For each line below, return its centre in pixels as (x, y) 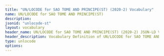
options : (14, 46)
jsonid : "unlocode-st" (28, 23)
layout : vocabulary (25, 28)
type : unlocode (20, 41)
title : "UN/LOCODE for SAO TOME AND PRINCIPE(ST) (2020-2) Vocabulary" (79, 9)
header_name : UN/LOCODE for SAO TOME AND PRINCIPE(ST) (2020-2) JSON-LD (81, 32)
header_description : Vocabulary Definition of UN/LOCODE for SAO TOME (78, 37)
